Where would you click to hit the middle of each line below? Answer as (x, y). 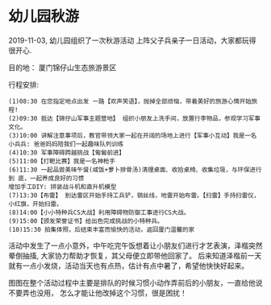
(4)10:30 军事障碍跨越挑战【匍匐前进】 (67, 152)
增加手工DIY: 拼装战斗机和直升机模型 (63, 187)
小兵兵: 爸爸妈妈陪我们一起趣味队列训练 (66, 144)
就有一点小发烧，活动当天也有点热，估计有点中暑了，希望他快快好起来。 (128, 266)
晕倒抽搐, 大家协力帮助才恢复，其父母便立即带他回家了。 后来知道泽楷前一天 (135, 255)
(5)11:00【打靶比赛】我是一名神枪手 (62, 161)
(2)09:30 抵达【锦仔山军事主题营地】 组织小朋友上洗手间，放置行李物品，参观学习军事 (134, 118)
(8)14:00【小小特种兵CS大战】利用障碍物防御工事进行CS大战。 (99, 212)
